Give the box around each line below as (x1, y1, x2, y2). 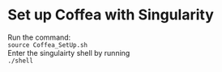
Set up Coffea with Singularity (7, 6, 214, 24)
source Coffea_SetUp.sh (7, 40, 88, 49)
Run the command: (7, 32, 71, 42)
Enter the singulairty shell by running (7, 48, 130, 57)
